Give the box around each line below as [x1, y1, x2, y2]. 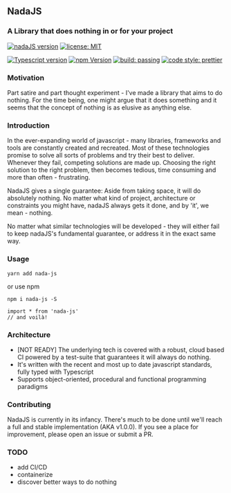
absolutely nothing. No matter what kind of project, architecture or [7, 194, 196, 202]
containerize [17, 471, 53, 479]
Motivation [7, 73, 45, 83]
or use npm [7, 282, 40, 291]
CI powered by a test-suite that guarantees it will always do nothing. [17, 353, 211, 361]
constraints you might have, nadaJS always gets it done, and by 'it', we [7, 201, 210, 210]
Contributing [7, 399, 51, 409]
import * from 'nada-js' [7, 308, 79, 315]
